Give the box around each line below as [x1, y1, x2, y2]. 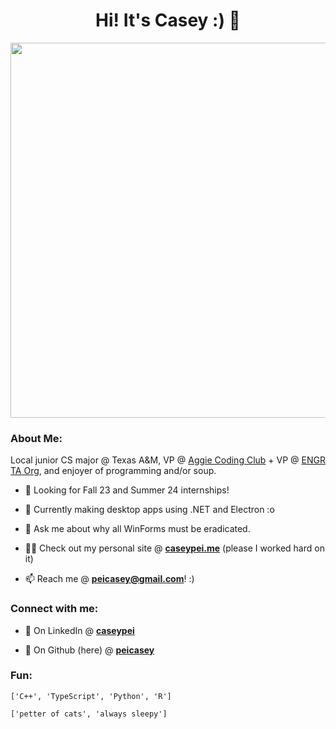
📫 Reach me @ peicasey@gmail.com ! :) [24, 573, 195, 585]
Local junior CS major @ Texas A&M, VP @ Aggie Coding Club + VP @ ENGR [10, 454, 326, 466]
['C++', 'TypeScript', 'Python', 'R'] [10, 691, 172, 701]
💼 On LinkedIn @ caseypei [24, 624, 135, 636]
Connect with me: [10, 602, 99, 616]
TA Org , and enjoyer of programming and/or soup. [10, 465, 217, 477]
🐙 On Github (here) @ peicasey [24, 644, 155, 656]
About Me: [10, 431, 63, 445]
